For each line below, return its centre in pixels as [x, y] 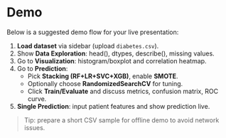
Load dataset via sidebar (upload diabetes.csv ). [88, 46]
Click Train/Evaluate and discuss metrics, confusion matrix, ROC [123, 91]
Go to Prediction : [42, 68]
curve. [37, 99]
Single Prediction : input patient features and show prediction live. [113, 106]
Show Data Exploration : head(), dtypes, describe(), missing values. [115, 53]
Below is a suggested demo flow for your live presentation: [93, 32]
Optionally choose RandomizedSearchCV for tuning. [105, 83]
